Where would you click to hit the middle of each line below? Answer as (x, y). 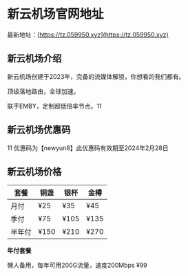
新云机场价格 (34, 171)
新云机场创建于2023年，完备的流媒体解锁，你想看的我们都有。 (96, 76)
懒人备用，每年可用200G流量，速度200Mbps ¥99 (77, 265)
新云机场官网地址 (56, 14)
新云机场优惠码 (39, 130)
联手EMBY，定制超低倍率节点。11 (54, 106)
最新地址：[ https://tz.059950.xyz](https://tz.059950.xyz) (88, 35)
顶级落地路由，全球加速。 (43, 91)
